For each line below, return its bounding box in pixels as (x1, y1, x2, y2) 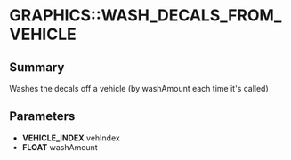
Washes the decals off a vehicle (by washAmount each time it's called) (9, 84, 269, 93)
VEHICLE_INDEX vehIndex (21, 132, 120, 143)
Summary (9, 60, 65, 75)
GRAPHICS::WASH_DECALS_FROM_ (9, 5, 282, 26)
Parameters (9, 108, 76, 124)
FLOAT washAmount (21, 141, 98, 152)
